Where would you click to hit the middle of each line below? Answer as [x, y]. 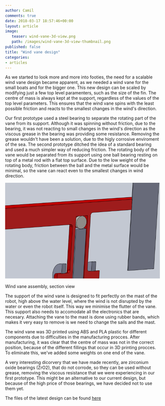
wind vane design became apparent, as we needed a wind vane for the [77, 82]
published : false [23, 47]
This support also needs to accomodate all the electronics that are [72, 312]
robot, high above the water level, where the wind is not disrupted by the [79, 301]
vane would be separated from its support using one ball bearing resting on [82, 155]
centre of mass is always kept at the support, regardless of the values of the [82, 98]
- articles [16, 62]
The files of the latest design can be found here [53, 398]
